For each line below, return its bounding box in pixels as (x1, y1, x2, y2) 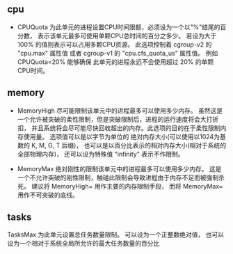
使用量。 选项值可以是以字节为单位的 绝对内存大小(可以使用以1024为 (23, 132, 220, 141)
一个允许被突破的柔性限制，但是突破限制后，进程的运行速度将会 (17, 115, 200, 123)
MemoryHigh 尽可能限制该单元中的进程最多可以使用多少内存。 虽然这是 (17, 106, 223, 115)
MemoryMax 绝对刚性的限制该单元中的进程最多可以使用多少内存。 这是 (17, 164, 222, 173)
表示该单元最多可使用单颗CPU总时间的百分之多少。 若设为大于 (37, 31, 217, 40)
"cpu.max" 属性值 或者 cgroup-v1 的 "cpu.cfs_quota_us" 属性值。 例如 (17, 49, 218, 57)
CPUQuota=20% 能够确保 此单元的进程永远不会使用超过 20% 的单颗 (17, 57, 214, 66)
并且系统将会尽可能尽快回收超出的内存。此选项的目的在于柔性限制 (31, 123, 220, 132)
